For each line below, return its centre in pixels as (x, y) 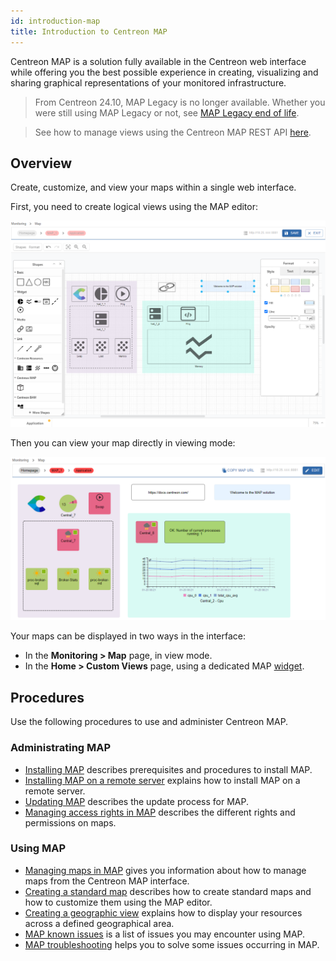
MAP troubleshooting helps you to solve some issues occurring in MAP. (172, 944)
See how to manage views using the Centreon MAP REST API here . (173, 132)
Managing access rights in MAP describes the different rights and (160, 812)
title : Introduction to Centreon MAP (89, 31)
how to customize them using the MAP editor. (118, 902)
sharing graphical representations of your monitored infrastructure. (148, 82)
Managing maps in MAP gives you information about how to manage (165, 870)
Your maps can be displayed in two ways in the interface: (128, 636)
